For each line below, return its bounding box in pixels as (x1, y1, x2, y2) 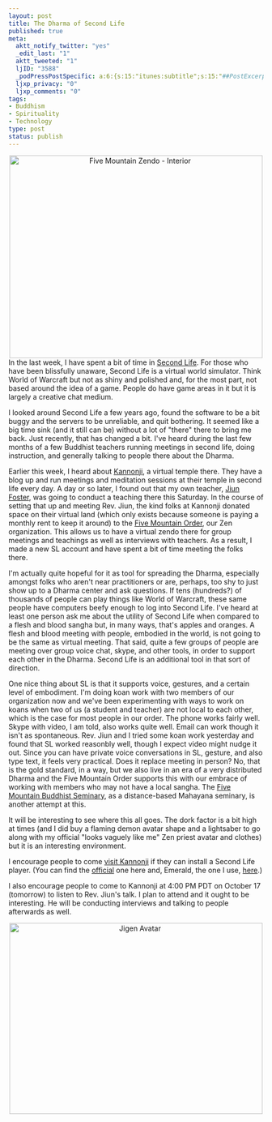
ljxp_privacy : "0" (15, 79, 79, 88)
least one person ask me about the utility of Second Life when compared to (8, 611, 260, 621)
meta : (8, 34, 27, 43)
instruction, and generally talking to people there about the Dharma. (8, 451, 235, 460)
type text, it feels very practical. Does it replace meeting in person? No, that (8, 756, 261, 766)
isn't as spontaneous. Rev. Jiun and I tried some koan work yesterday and (8, 730, 255, 740)
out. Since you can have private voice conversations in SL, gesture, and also (8, 747, 263, 757)
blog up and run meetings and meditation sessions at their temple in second (8, 475, 261, 485)
